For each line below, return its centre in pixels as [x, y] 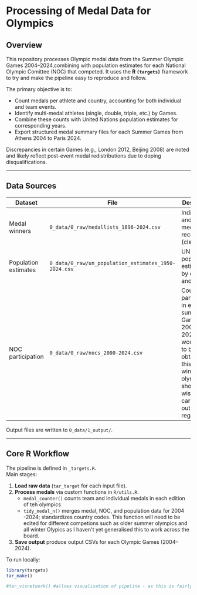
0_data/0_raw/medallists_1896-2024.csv [105, 227]
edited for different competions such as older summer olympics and [105, 523]
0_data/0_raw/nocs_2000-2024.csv [96, 353]
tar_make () [19, 576]
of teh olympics [42, 504]
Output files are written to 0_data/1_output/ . [60, 430]
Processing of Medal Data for [79, 11]
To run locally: [23, 559]
